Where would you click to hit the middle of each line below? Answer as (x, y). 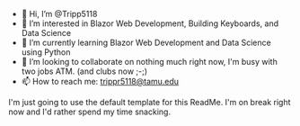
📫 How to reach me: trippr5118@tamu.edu (100, 81)
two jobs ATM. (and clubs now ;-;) (84, 71)
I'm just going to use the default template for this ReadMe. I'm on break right (150, 102)
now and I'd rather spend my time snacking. (90, 112)
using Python (46, 52)
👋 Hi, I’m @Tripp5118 (59, 14)
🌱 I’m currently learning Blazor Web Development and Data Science (146, 42)
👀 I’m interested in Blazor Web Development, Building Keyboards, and (150, 23)
